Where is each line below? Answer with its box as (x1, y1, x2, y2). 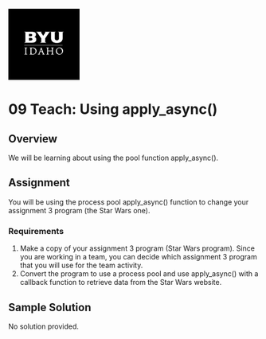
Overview (8, 132, 58, 146)
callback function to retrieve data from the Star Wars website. (19, 278, 222, 287)
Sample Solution (8, 300, 92, 314)
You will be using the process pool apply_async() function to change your (8, 197, 249, 207)
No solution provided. (8, 321, 80, 331)
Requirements (8, 225, 65, 236)
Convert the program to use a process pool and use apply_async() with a (19, 269, 259, 279)
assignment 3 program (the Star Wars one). (8, 205, 151, 215)
